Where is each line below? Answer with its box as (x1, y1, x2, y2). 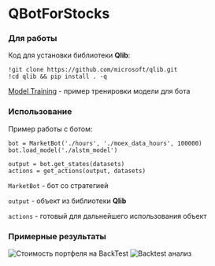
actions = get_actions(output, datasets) (8, 167, 146, 175)
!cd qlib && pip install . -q (8, 72, 108, 81)
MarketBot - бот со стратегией (8, 180, 109, 190)
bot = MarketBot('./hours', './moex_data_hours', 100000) (8, 139, 202, 147)
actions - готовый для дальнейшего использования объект (8, 211, 207, 220)
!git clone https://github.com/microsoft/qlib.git (8, 66, 178, 74)
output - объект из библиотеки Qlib (8, 196, 127, 205)
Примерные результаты (8, 231, 106, 242)
